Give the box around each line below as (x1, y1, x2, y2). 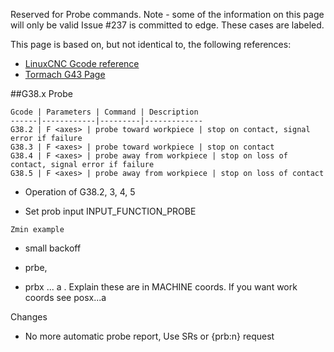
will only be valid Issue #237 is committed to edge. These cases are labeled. (10, 19, 325, 31)
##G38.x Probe (10, 88, 73, 99)
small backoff (24, 242, 82, 254)
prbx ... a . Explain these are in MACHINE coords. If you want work (24, 281, 298, 293)
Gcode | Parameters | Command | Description (10, 107, 199, 117)
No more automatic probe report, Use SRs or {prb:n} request (24, 330, 275, 342)
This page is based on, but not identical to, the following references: (10, 39, 292, 50)
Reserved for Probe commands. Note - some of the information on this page (10, 9, 325, 20)
